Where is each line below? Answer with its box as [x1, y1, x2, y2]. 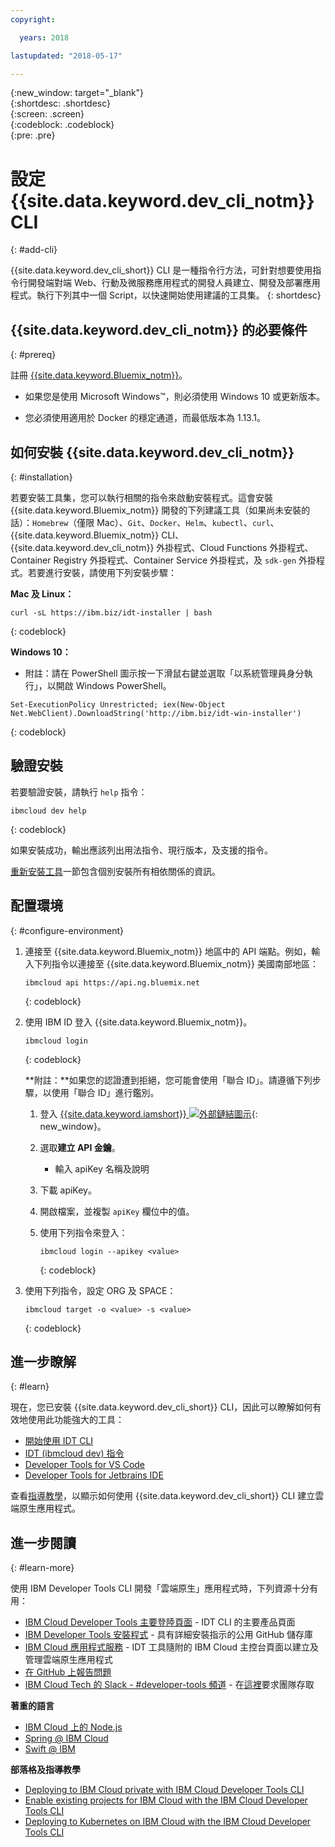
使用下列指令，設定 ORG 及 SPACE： [24, 1284, 177, 1296]
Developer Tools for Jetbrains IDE [24, 1469, 164, 1481]
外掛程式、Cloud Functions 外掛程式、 [156, 541, 314, 553]
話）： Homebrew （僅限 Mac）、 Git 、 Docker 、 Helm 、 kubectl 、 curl [10, 516, 271, 528]
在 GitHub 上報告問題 [24, 1666, 112, 1678]
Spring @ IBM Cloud [24, 1732, 109, 1745]
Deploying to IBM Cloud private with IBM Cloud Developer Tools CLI [24, 1784, 305, 1796]
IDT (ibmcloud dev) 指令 [24, 1447, 125, 1460]
